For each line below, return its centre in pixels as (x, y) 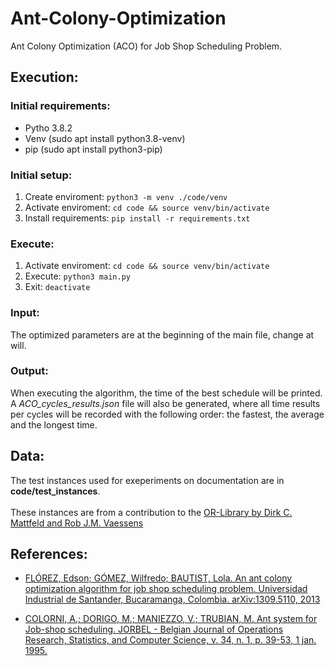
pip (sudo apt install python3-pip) (93, 149)
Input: (25, 313)
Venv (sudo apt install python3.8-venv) (105, 138)
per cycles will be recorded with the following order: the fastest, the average (167, 414)
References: (49, 554)
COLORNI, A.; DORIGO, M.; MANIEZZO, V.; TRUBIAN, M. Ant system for (171, 619)
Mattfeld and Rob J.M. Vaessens (77, 523)
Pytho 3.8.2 (48, 128)
